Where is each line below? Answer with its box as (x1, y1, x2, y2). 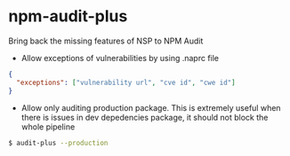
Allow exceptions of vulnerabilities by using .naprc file (20, 52, 220, 63)
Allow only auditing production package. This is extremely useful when (20, 102, 281, 113)
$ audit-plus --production (8, 138, 109, 147)
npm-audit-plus (8, 6, 128, 27)
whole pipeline (20, 121, 76, 132)
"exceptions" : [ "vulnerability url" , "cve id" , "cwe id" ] (16, 78, 237, 87)
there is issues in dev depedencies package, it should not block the (20, 112, 269, 122)
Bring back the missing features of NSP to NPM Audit (8, 35, 204, 46)
